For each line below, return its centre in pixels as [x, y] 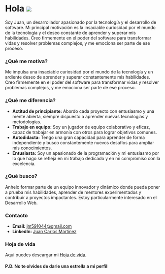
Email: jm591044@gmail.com [42, 226]
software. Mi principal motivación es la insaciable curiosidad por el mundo [81, 27]
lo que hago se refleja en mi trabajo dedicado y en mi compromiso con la [86, 158]
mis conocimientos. [32, 148]
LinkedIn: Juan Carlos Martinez [44, 232]
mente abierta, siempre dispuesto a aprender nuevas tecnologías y [80, 116]
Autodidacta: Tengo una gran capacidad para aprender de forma [79, 137]
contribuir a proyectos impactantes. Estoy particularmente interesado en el [81, 197]
